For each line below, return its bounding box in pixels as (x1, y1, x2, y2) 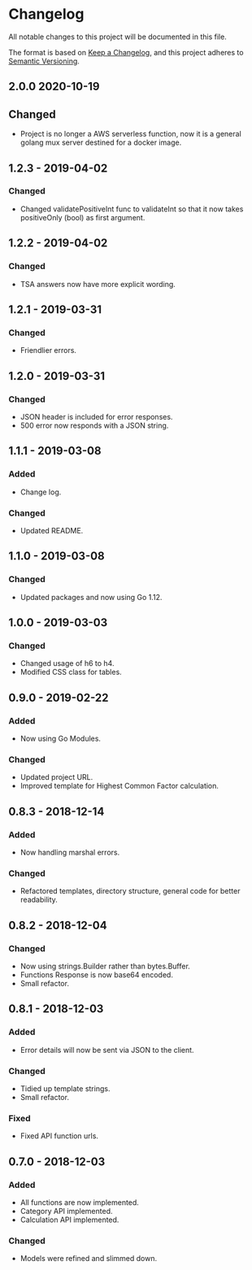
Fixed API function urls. (20, 1131, 99, 1141)
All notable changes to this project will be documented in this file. (8, 32, 228, 41)
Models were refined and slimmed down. (20, 1254, 157, 1263)
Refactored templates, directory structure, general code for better (20, 886, 241, 896)
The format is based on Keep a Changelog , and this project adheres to (8, 47, 244, 57)
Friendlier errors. (20, 346, 77, 355)
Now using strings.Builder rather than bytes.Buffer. (20, 961, 191, 971)
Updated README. (20, 525, 84, 535)
